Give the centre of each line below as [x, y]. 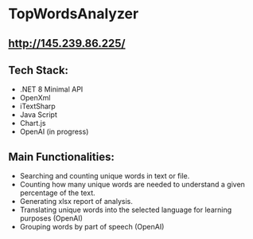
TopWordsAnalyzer [74, 14]
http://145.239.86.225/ [67, 43]
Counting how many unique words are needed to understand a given [132, 185]
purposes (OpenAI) [51, 218]
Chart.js [33, 123]
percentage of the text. [57, 193]
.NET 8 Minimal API [51, 89]
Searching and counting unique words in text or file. [105, 176]
